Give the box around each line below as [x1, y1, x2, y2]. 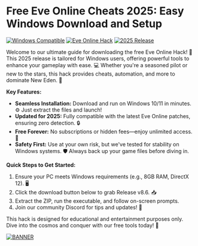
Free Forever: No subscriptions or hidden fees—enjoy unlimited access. [14, 128, 193, 135]
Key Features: [6, 88, 42, 95]
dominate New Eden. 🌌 [6, 76, 63, 83]
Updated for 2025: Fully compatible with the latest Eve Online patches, [14, 112, 191, 119]
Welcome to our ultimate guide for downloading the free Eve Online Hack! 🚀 [6, 48, 193, 55]
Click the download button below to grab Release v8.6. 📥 [14, 188, 157, 196]
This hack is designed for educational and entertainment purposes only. [6, 215, 184, 223]
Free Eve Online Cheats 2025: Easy [6, 4, 184, 18]
